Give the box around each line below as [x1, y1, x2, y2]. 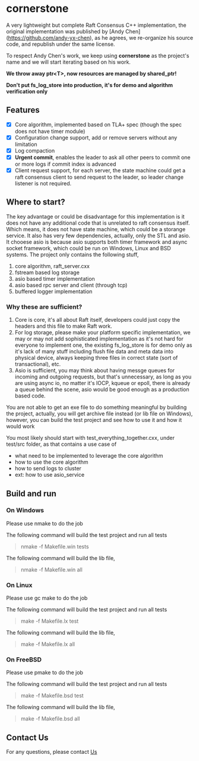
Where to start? [6, 197, 65, 207]
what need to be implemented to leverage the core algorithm [14, 452, 163, 459]
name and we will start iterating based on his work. [6, 58, 131, 66]
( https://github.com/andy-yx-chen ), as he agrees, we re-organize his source [6, 34, 194, 41]
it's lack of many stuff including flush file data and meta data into [14, 348, 174, 355]
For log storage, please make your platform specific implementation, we [14, 329, 191, 336]
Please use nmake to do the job [6, 520, 83, 527]
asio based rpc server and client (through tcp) [14, 281, 128, 288]
